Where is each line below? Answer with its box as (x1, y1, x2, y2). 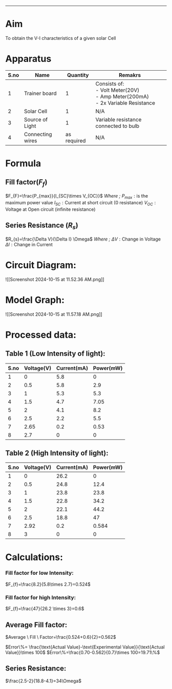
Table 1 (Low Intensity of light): (5, 349, 106, 358)
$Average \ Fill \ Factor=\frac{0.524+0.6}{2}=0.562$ (5, 634, 116, 640)
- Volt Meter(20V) (95, 87, 140, 94)
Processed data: (5, 329, 77, 340)
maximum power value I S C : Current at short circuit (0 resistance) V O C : (5, 199, 156, 207)
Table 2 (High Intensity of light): (5, 448, 109, 457)
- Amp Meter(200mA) (95, 93, 149, 100)
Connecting (24, 131, 52, 138)
